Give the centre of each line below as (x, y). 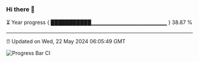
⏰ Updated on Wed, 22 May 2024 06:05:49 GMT (66, 42)
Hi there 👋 (21, 9)
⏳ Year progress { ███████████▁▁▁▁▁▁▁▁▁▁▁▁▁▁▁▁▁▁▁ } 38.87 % (99, 22)
